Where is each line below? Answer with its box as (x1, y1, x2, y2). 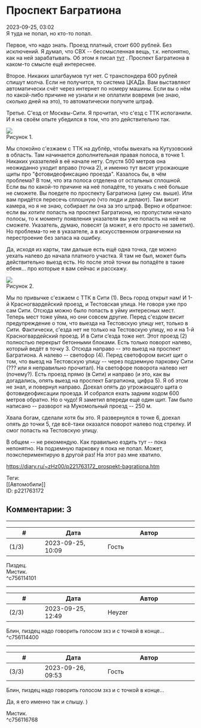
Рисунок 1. (6, 133, 33, 140)
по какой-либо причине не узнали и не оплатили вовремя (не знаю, (6, 91, 181, 98)
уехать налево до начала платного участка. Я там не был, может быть (6, 252, 187, 259)
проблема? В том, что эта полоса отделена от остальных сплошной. (6, 176, 182, 183)
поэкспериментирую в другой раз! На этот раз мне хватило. (6, 451, 162, 458)
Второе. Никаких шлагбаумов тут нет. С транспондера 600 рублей (6, 72, 178, 79)
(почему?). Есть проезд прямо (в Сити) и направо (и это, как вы (6, 370, 170, 378)
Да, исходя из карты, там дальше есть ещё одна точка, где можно (6, 245, 177, 252)
